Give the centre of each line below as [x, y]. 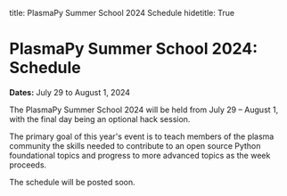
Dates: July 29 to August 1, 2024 [70, 92]
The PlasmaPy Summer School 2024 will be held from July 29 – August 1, [144, 110]
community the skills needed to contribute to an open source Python [135, 145]
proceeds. [28, 165]
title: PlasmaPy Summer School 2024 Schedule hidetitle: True [122, 13]
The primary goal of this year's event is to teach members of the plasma [142, 136]
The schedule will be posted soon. [72, 182]
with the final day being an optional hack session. [100, 118]
